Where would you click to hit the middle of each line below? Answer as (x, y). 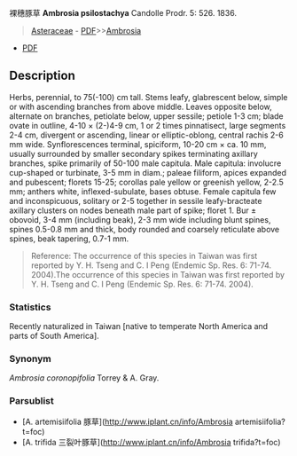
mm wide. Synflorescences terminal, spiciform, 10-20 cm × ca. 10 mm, (138, 144)
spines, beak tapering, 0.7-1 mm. (69, 239)
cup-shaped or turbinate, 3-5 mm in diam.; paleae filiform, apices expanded (148, 172)
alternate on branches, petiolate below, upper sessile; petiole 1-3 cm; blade (146, 116)
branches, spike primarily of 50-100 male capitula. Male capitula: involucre (145, 163)
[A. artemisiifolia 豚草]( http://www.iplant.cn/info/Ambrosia (127, 421)
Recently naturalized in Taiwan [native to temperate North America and (139, 326)
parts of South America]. (54, 336)
